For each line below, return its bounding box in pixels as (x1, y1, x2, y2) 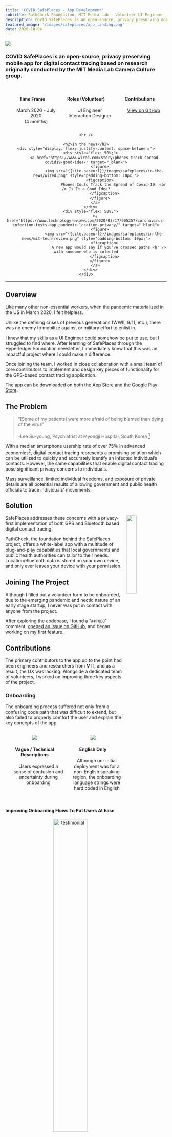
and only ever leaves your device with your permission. (5, 563, 122, 570)
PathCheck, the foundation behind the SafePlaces (5, 536, 111, 542)
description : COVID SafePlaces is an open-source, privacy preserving (5, 17, 159, 22)
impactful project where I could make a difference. (5, 351, 112, 357)
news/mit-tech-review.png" (21, 236, 79, 241)
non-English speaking (74, 768, 120, 775)
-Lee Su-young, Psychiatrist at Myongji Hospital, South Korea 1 (17, 432, 150, 439)
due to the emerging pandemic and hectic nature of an (5, 597, 121, 603)
